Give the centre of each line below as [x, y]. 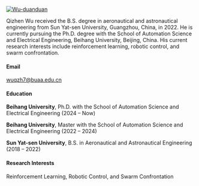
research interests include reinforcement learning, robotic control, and [93, 46]
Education [19, 94]
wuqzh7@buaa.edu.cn [34, 80]
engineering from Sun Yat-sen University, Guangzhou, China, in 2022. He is [99, 27]
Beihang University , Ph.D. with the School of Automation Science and [93, 107]
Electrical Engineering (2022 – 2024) [52, 131]
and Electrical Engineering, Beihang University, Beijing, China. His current [97, 40]
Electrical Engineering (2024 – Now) [51, 113]
